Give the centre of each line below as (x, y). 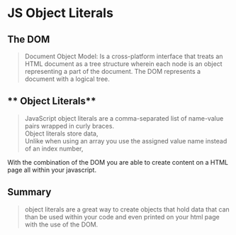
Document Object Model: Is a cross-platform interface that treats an (124, 56)
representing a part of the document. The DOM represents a (112, 71)
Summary (29, 192)
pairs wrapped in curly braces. (69, 126)
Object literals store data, (61, 133)
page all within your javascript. (52, 170)
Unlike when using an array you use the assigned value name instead (126, 141)
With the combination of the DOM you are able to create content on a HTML (118, 162)
